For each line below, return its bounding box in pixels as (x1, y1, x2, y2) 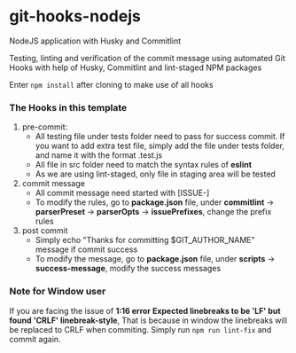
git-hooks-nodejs (9, 6, 142, 27)
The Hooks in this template (9, 101, 128, 114)
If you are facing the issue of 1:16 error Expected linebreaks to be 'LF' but (9, 305, 281, 316)
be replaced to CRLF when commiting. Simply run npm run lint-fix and (9, 324, 272, 334)
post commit (21, 225, 68, 236)
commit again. (9, 333, 61, 344)
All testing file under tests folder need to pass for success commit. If (35, 131, 285, 142)
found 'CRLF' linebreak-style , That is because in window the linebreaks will (9, 315, 288, 326)
